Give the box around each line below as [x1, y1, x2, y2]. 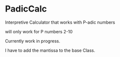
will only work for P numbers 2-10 [5, 28, 73, 34]
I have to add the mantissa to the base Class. [5, 47, 96, 53]
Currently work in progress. [5, 38, 60, 44]
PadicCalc [5, 3, 47, 14]
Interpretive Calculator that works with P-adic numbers [5, 19, 116, 25]
